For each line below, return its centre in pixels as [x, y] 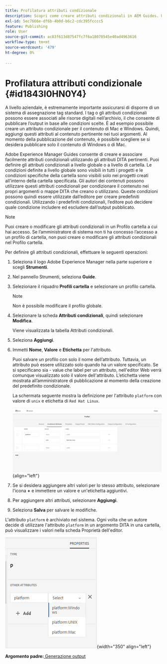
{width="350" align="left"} [124, 647]
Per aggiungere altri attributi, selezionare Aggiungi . [65, 500]
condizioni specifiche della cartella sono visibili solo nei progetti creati [77, 176]
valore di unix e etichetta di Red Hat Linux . [56, 401]
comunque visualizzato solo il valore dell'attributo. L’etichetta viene [81, 375]
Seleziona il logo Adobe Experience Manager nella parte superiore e [82, 262]
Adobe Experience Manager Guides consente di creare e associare [74, 154]
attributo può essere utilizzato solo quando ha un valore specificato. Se [85, 365]
